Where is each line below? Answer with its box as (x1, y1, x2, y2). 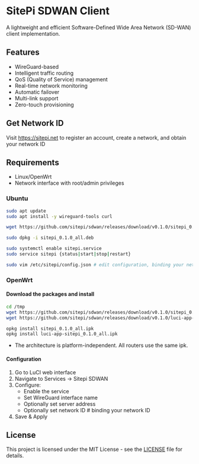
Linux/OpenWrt (14, 173, 52, 181)
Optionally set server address (23, 400, 96, 408)
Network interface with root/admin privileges (14, 179, 124, 187)
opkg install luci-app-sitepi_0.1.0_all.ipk (6, 331, 118, 337)
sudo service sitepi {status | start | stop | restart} (6, 251, 131, 257)
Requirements (6, 157, 59, 168)
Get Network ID (6, 118, 64, 128)
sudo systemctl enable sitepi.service (6, 245, 102, 252)
